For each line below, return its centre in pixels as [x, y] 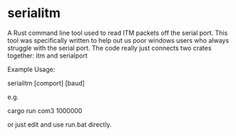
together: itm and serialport [47, 56]
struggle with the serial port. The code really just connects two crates [109, 48]
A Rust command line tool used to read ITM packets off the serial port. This [118, 33]
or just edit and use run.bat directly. [60, 124]
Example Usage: [31, 69]
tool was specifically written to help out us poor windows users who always [118, 40]
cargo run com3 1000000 [45, 110]
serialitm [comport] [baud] [46, 83]
